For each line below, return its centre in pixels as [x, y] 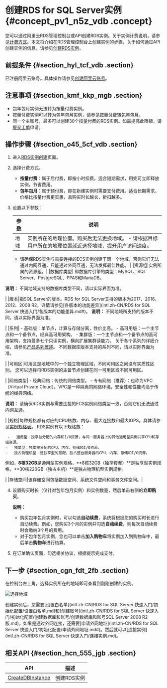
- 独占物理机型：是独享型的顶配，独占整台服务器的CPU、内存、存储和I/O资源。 [77, 453]
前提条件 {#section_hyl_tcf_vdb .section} [70, 65]
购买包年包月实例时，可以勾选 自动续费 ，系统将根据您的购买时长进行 [89, 518]
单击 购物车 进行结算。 [46, 543]
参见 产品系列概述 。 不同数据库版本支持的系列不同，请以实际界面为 [86, 347]
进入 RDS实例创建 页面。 [36, 157]
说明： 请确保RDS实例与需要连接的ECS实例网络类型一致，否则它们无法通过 [82, 404]
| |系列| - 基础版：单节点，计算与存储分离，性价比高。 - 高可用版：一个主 [80, 328]
